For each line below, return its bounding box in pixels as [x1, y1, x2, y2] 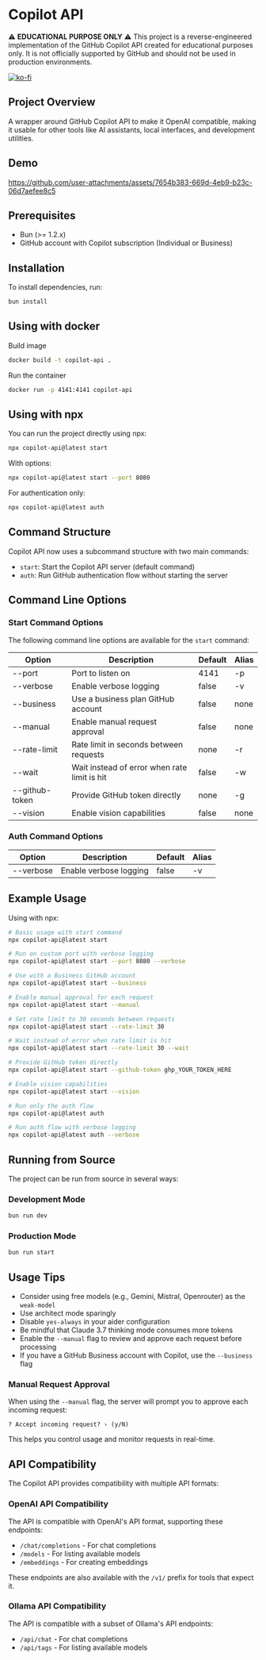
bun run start [8, 1248, 55, 1257]
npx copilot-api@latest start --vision [8, 1087, 140, 1096]
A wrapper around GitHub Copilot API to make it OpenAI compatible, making [8, 117, 256, 126]
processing [19, 1343, 57, 1352]
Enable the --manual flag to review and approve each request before [19, 1334, 242, 1343]
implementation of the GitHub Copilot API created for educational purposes [8, 40, 253, 49]
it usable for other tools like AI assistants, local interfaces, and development [8, 125, 255, 134]
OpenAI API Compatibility [8, 1498, 109, 1509]
